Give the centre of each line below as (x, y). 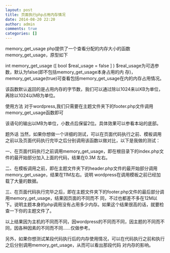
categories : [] (21, 33)
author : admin (20, 24)
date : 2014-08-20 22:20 (30, 19)
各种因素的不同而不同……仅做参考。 (56, 228)
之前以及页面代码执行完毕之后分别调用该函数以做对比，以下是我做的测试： (83, 140)
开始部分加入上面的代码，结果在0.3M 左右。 (64, 157)
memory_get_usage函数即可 (34, 113)
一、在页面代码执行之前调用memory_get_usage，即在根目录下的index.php (82, 151)
